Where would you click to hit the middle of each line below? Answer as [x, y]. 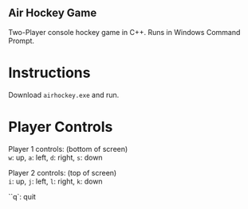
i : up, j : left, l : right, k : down [55, 181]
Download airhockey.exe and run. [64, 95]
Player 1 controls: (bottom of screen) [68, 149]
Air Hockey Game [53, 13]
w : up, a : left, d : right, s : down [55, 157]
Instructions [49, 73]
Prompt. [21, 41]
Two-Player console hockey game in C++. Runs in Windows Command [124, 32]
